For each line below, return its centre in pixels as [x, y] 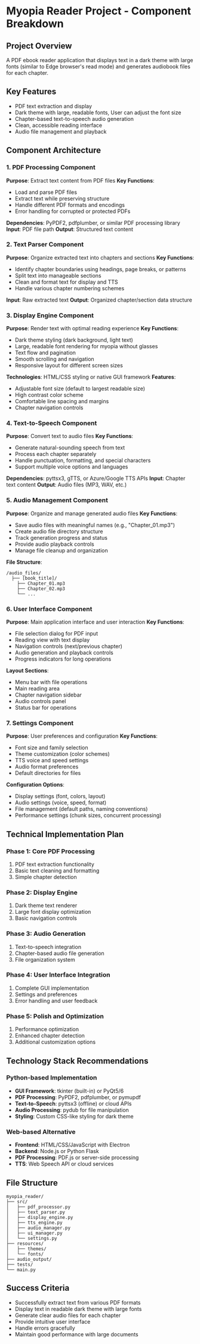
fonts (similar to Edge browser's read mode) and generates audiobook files [99, 66]
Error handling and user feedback [56, 1001]
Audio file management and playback [61, 131]
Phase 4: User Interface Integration [58, 975]
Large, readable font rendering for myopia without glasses [86, 346]
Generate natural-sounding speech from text [70, 448]
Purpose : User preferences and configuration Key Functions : [82, 736]
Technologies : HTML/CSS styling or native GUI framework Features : [91, 377]
